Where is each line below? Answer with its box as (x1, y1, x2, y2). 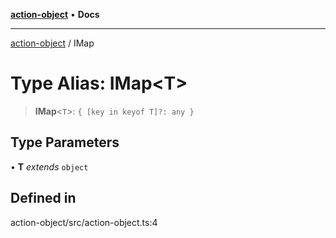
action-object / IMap (10, 37, 95, 49)
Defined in (10, 190, 77, 207)
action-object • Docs (10, 9, 100, 20)
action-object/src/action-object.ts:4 (10, 216, 158, 228)
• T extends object (10, 160, 89, 173)
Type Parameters (10, 134, 120, 151)
